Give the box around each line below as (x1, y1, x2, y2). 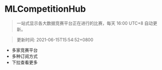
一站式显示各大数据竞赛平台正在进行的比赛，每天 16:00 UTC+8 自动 (16, 20, 153, 26)
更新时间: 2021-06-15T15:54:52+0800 (16, 37, 93, 43)
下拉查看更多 (11, 59, 38, 65)
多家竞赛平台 (11, 47, 38, 53)
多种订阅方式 (11, 53, 38, 59)
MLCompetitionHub (4, 3, 86, 15)
